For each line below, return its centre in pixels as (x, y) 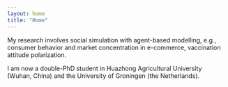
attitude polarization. (37, 55)
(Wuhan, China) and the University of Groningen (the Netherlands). (104, 76)
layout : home (26, 14)
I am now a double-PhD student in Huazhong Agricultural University (105, 68)
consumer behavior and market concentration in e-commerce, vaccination (114, 47)
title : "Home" (28, 20)
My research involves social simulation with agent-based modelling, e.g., (112, 40)
